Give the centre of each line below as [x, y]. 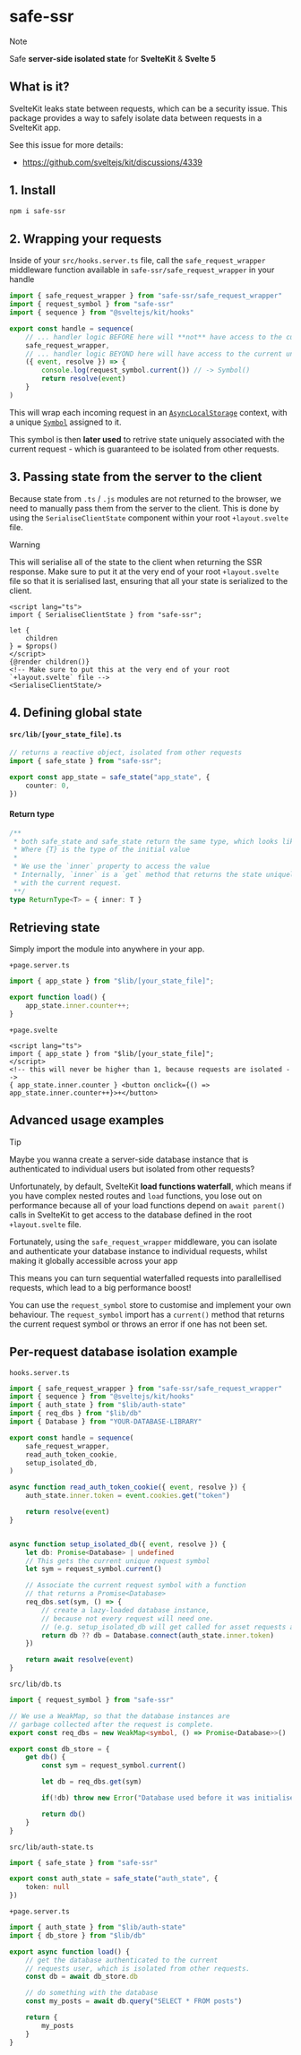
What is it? [39, 87]
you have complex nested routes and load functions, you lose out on [136, 1195]
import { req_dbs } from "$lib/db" [76, 1414]
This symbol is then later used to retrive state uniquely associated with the [147, 439]
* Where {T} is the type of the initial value [102, 850]
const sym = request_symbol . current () [114, 1766]
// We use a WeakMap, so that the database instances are [120, 1716]
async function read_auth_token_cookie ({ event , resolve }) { [128, 1488]
